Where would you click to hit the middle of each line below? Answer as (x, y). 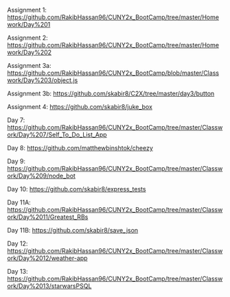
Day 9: (16, 161)
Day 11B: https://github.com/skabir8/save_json (73, 230)
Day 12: (18, 243)
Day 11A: (19, 202)
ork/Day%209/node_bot (41, 176)
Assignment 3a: (29, 66)
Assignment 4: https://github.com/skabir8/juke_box (80, 107)
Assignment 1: (27, 10)
